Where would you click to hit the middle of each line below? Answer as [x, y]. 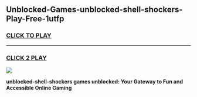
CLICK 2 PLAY [26, 58]
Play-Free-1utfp [35, 19]
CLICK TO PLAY [29, 36]
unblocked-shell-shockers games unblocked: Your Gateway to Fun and [95, 81]
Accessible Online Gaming [39, 88]
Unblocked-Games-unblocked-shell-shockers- [94, 10]
